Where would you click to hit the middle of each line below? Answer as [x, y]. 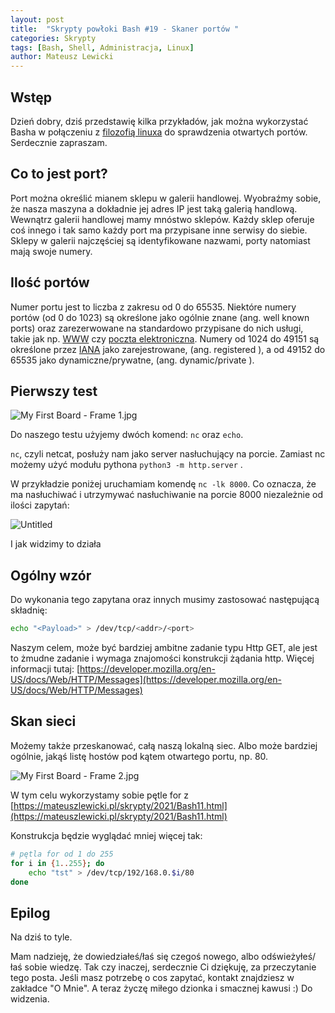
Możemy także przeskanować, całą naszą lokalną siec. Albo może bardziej [164, 745]
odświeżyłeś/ [289, 957]
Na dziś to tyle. [41, 937]
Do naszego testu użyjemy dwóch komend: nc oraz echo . [127, 435]
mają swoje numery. [51, 251]
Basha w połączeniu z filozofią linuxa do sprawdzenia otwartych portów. [159, 132]
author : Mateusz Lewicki [62, 57]
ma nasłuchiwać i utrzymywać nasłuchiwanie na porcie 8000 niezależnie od [167, 495]
